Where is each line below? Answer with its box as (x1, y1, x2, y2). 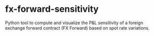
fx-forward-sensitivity (5, 3, 99, 15)
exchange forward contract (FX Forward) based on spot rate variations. (5, 25, 150, 31)
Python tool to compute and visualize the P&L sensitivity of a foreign (5, 20, 144, 26)
